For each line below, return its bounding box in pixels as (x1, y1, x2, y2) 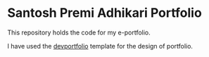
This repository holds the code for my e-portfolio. (7, 28, 151, 37)
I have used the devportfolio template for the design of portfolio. (7, 42, 194, 50)
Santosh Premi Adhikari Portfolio (7, 5, 202, 21)
